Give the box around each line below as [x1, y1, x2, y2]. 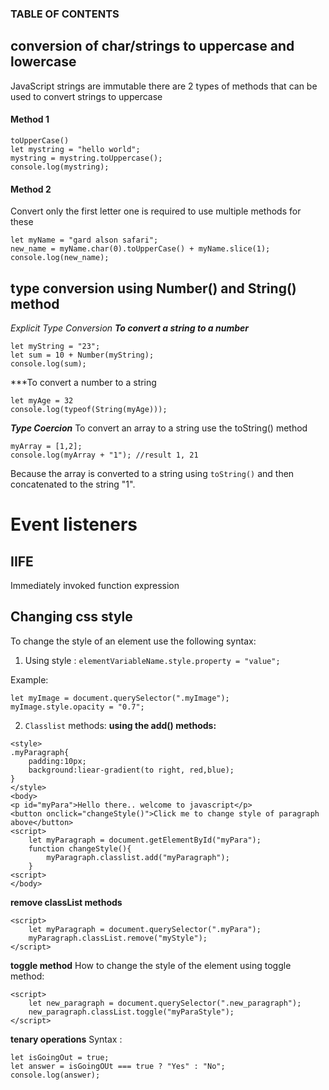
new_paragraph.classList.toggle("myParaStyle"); [28, 1007, 235, 1017]
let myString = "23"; [10, 341, 101, 351]
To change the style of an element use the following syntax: [10, 635, 257, 647]
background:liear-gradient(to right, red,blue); [28, 765, 235, 775]
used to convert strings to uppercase [10, 90, 163, 102]
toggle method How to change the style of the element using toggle [10, 959, 292, 971]
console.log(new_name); [10, 253, 110, 263]
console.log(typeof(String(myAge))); [10, 404, 168, 414]
